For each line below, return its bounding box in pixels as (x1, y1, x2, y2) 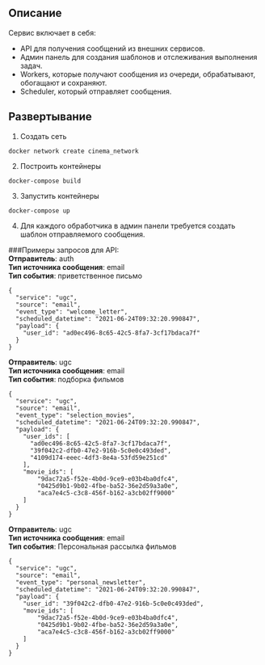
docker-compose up (8, 206, 70, 215)
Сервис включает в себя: (8, 27, 96, 37)
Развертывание (8, 110, 92, 124)
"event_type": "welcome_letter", (15, 307, 128, 316)
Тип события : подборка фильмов (8, 374, 124, 384)
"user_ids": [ (23, 432, 70, 440)
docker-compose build (8, 177, 82, 185)
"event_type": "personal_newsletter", (15, 578, 147, 587)
